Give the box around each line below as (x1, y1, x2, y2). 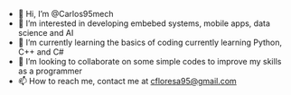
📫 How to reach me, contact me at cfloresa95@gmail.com (17, 76, 237, 86)
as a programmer (17, 65, 83, 76)
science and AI (17, 28, 74, 38)
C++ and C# (17, 47, 65, 57)
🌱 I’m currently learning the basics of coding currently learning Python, (17, 37, 283, 47)
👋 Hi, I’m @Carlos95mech (17, 9, 114, 19)
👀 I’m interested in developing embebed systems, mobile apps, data (17, 18, 271, 29)
